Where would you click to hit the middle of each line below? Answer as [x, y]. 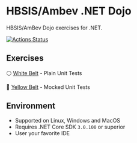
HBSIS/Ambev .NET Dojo [69, 11]
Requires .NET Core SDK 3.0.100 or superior [70, 127]
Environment [31, 106]
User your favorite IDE [42, 133]
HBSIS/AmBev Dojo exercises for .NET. [54, 28]
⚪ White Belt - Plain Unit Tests [44, 73]
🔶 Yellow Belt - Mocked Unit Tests [48, 87]
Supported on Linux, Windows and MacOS [68, 120]
